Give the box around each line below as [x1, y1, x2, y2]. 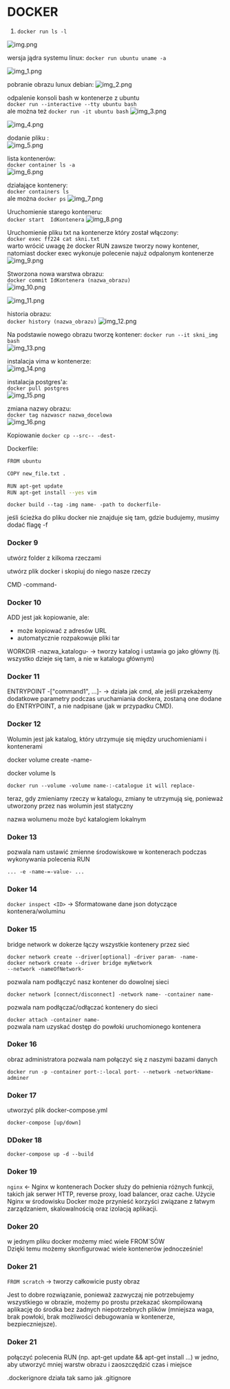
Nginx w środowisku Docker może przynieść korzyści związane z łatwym [7, 1197, 216, 1205]
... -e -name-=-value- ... [7, 868, 85, 875]
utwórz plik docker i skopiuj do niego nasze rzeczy [7, 567, 151, 575]
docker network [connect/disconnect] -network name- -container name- [7, 991, 214, 998]
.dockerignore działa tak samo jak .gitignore [7, 1373, 132, 1381]
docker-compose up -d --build [7, 1151, 94, 1158]
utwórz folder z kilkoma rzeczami [7, 554, 102, 562]
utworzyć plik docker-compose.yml [7, 1106, 108, 1114]
